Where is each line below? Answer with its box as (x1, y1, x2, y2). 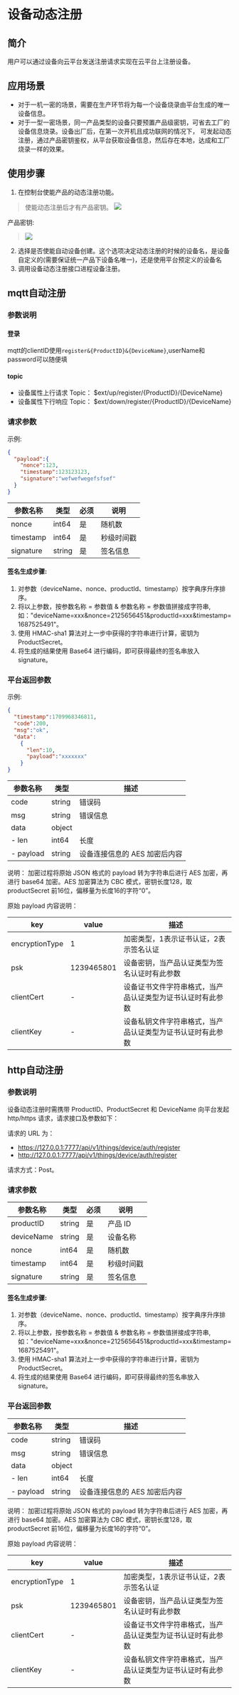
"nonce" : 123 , (20, 462, 59, 469)
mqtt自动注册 (7, 287, 66, 299)
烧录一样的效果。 (17, 144, 68, 153)
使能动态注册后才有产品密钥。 (24, 203, 112, 211)
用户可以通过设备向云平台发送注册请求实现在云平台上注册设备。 (7, 58, 194, 65)
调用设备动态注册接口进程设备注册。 (17, 264, 124, 272)
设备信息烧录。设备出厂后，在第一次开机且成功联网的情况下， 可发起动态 (17, 127, 232, 135)
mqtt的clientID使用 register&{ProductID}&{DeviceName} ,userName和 (7, 346, 206, 355)
